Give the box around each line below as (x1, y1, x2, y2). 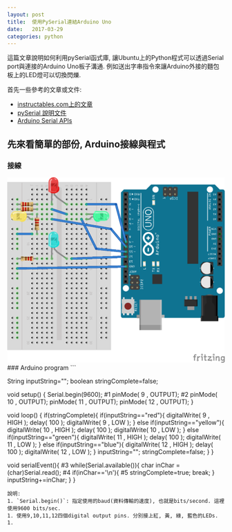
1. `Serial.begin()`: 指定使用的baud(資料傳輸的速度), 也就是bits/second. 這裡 (7, 497, 224, 504)
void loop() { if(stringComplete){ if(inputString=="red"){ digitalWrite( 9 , (7, 411, 211, 419)
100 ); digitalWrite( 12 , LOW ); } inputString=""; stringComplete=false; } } (7, 447, 214, 455)
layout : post (7, 11, 45, 18)
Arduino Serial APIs (17, 117, 72, 125)
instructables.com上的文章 (17, 100, 93, 108)
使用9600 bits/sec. (7, 504, 61, 512)
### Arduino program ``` (7, 363, 77, 372)
